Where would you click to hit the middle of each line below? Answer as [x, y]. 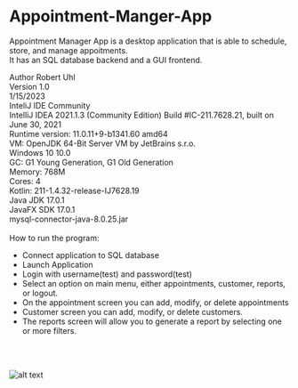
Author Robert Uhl [42, 77]
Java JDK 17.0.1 [37, 200]
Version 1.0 [29, 86]
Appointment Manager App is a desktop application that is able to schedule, [148, 41]
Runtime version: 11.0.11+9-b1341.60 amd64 [89, 133]
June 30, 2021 [36, 124]
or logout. [40, 293]
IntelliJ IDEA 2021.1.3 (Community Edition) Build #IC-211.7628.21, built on [141, 115]
